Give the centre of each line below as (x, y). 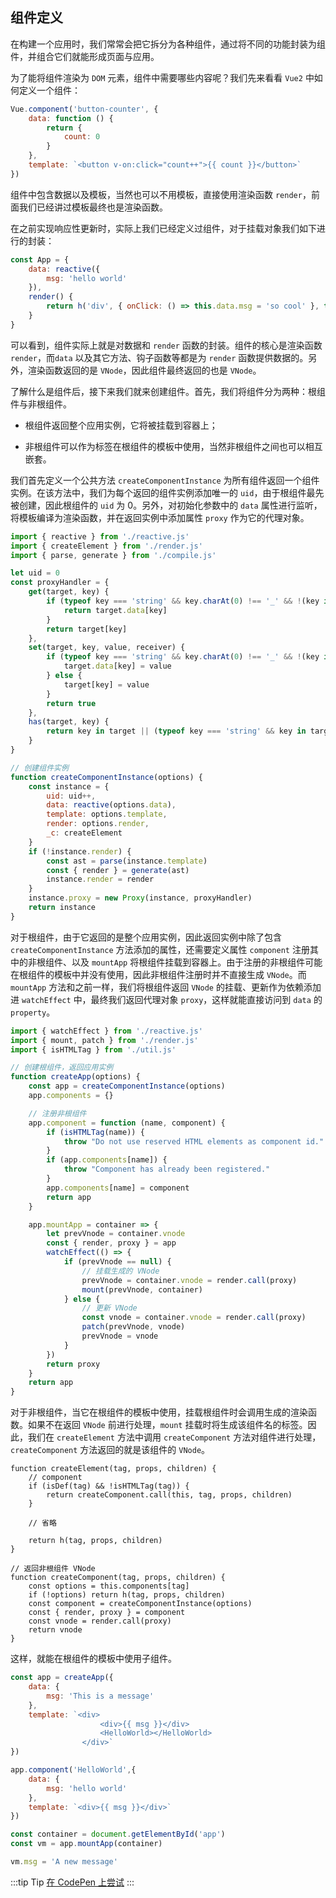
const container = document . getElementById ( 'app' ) (118, 1834)
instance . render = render (100, 879)
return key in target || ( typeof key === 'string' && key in (176, 731)
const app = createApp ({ (62, 1678)
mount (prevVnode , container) (142, 1289)
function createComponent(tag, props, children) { (118, 1578)
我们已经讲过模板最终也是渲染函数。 (93, 207)
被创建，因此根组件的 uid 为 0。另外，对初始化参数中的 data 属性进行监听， (166, 505)
